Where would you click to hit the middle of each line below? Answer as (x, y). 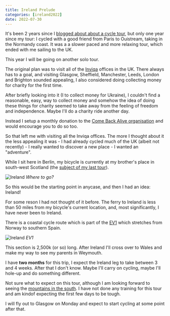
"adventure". (18, 152)
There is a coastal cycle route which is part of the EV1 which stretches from (84, 223)
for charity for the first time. (34, 85)
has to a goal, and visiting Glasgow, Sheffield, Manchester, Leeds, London (82, 75)
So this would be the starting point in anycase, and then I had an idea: (78, 187)
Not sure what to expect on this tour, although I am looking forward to (78, 283)
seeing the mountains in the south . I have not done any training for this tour (83, 289)
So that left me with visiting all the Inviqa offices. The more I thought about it (85, 136)
